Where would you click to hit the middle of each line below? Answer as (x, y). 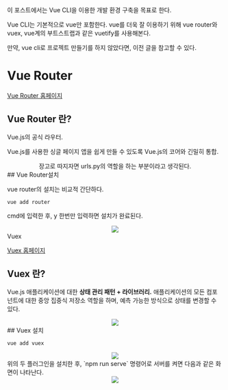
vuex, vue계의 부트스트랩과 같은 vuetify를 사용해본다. (79, 33)
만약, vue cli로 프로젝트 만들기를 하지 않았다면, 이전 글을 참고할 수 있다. (102, 48)
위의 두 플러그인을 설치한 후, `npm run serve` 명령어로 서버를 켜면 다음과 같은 (111, 364)
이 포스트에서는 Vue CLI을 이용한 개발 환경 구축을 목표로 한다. (89, 10)
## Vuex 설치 (25, 330)
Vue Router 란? (39, 119)
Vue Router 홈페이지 (35, 95)
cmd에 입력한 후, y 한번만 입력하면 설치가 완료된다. (75, 216)
